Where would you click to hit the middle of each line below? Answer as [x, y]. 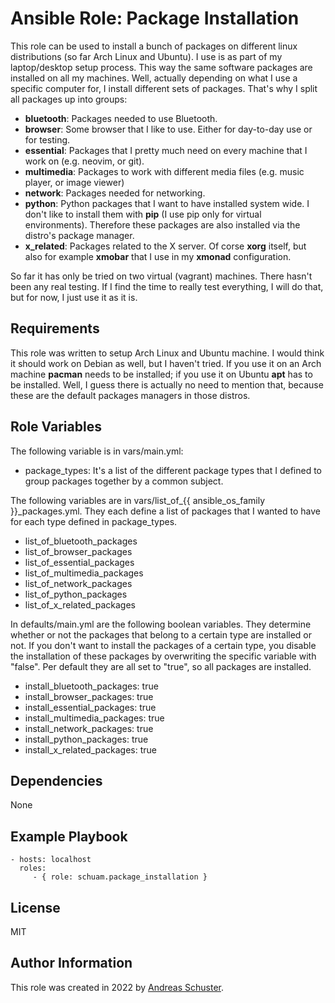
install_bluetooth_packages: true [91, 686]
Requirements [55, 328]
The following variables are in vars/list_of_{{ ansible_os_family [138, 500]
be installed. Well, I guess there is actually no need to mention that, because [167, 384]
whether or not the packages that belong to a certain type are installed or [161, 634]
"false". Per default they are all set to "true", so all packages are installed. [161, 666]
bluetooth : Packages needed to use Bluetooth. [121, 118]
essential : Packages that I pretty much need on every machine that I [166, 150]
